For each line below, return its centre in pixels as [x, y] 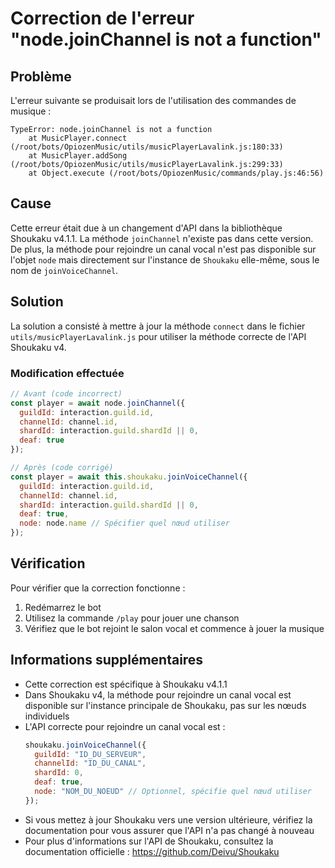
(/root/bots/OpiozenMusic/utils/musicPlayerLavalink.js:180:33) [147, 147]
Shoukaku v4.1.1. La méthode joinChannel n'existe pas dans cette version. [162, 238]
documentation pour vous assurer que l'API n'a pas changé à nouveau [169, 830]
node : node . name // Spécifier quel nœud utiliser [124, 523]
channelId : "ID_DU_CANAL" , [90, 763]
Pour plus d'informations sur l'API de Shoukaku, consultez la [149, 841]
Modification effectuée [67, 373]
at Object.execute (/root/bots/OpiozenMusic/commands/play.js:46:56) [176, 173]
